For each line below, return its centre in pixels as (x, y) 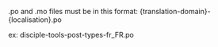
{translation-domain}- (176, 11)
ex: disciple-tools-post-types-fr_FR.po (71, 35)
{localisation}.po (35, 20)
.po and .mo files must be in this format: (73, 11)
